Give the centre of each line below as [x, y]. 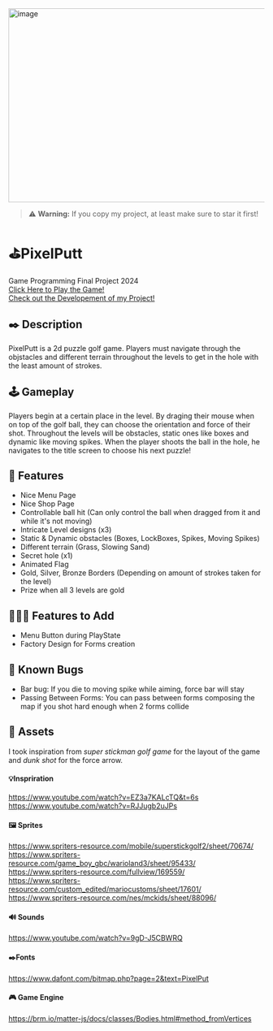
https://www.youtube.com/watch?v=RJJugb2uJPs [93, 806]
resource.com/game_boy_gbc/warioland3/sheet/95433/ [102, 864]
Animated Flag [44, 565]
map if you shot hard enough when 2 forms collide [104, 706]
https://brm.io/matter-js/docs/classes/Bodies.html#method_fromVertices [130, 1018]
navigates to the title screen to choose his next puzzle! [100, 450]
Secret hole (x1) [46, 556]
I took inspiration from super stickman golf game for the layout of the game [134, 752]
